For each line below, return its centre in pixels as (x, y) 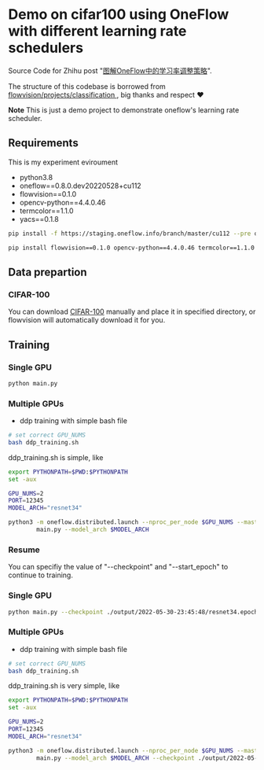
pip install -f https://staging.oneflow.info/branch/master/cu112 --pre (130, 234)
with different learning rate (97, 31)
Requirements (43, 143)
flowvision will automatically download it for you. (87, 320)
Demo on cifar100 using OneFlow (119, 15)
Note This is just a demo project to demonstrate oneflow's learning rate (124, 110)
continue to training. (40, 575)
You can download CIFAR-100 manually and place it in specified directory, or (132, 311)
